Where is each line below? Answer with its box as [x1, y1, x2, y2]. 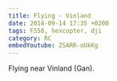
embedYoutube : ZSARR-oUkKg [8, 42, 99, 50]
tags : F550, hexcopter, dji [8, 26, 103, 34]
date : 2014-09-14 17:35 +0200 [8, 19, 110, 27]
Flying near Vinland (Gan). [8, 63, 95, 73]
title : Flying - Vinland [8, 11, 91, 20]
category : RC [8, 34, 52, 43]
